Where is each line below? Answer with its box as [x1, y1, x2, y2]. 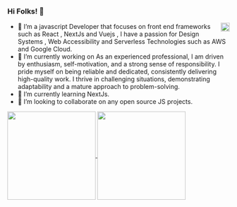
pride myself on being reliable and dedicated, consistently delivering [17, 67, 217, 76]
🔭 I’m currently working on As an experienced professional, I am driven [17, 52, 224, 61]
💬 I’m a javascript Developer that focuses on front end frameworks [17, 23, 211, 31]
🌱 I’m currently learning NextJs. [17, 90, 110, 98]
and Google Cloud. [17, 45, 73, 54]
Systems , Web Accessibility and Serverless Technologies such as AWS [17, 37, 226, 46]
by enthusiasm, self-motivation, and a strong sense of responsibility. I [17, 60, 220, 69]
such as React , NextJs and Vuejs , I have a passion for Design [17, 30, 200, 38]
